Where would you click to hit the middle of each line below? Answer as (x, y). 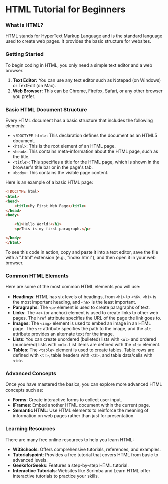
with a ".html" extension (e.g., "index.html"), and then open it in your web (81, 257)
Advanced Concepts (31, 374)
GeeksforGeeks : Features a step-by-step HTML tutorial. (70, 465)
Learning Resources (30, 429)
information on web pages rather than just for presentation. (73, 416)
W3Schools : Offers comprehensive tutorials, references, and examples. (87, 449)
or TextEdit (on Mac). (34, 85)
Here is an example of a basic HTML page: (49, 182)
